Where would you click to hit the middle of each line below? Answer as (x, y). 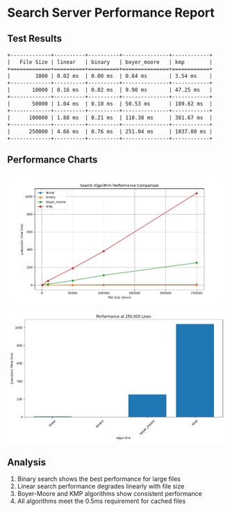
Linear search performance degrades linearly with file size (101, 486)
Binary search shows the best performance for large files (99, 479)
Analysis (27, 462)
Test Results (35, 39)
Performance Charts (52, 160)
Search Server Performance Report (111, 13)
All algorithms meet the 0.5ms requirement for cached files (101, 501)
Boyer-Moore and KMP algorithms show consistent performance (110, 494)
